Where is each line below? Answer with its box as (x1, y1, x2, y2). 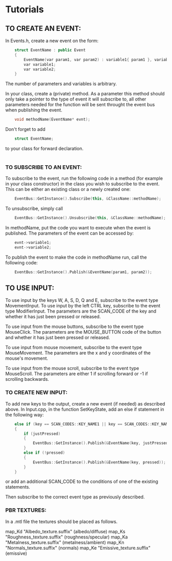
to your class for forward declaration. (5, 145, 83, 151)
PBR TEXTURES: (5, 507, 47, 514)
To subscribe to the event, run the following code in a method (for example (5, 176, 163, 182)
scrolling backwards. (5, 376, 50, 382)
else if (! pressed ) (24, 450, 66, 455)
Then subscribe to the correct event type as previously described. (5, 494, 145, 500)
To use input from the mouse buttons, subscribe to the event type (5, 323, 144, 330)
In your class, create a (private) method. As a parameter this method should (5, 91, 165, 97)
